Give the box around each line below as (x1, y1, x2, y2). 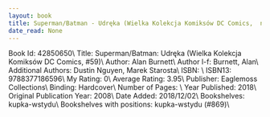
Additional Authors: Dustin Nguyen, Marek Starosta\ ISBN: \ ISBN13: (8, 66, 231, 75)
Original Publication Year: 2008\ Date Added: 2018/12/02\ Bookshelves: (8, 91, 245, 101)
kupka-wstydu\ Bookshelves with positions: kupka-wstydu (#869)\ (8, 99, 230, 109)
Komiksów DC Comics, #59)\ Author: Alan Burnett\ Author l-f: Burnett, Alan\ (8, 57, 259, 67)
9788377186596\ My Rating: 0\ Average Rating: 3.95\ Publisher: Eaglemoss (8, 74, 258, 84)
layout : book (8, 11, 52, 20)
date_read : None (8, 26, 63, 34)
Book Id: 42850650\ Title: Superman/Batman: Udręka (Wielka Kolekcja (8, 49, 242, 58)
